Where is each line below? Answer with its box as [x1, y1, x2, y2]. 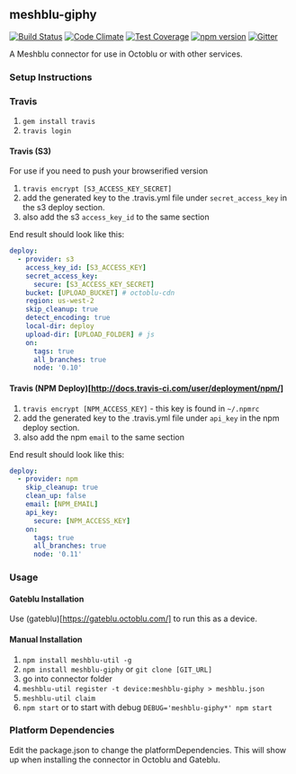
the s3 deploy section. [22, 202, 105, 213]
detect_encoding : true [25, 314, 111, 323]
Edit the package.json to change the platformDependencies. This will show [9, 744, 286, 755]
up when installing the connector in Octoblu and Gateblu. [9, 754, 220, 765]
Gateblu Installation [9, 593, 85, 604]
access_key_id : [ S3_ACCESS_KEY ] [25, 262, 147, 272]
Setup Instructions [9, 71, 93, 84]
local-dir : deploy [25, 322, 94, 331]
